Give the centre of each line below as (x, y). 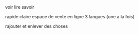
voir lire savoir (20, 7)
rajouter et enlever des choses (37, 26)
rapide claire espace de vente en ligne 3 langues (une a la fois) (70, 17)
